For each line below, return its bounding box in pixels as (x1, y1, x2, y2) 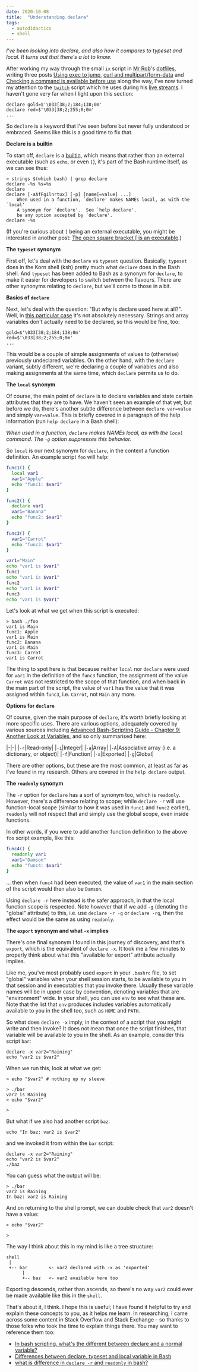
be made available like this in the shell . (6, 1292, 102, 1299)
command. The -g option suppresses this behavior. (6, 436, 132, 443)
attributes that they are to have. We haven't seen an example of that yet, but (6, 399, 192, 406)
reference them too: (6, 1329, 55, 1336)
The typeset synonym (6, 246, 61, 253)
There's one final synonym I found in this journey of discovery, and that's (6, 938, 185, 945)
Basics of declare (6, 294, 50, 301)
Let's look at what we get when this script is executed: (6, 607, 140, 614)
